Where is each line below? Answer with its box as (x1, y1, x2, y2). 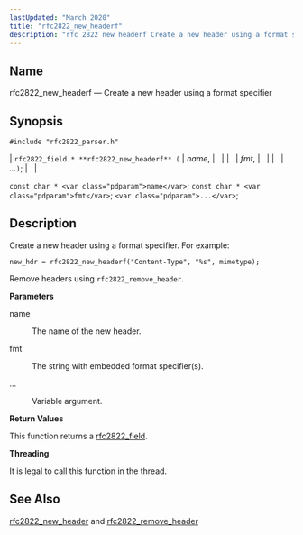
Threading (9, 447, 50, 458)
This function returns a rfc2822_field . (9, 430, 148, 441)
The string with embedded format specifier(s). (32, 360, 205, 371)
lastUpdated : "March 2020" (9, 13, 111, 23)
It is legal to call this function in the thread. (9, 466, 168, 476)
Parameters (9, 291, 54, 301)
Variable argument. (32, 395, 103, 406)
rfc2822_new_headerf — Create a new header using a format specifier (9, 88, 272, 98)
